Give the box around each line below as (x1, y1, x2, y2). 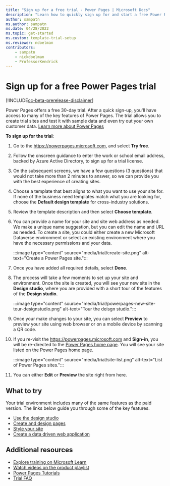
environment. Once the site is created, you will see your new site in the (13, 280, 160, 286)
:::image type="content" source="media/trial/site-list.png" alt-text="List (13, 357, 163, 363)
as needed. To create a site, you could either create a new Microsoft (13, 229, 155, 235)
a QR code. (13, 327, 37, 333)
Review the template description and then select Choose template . (13, 209, 153, 215)
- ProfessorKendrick (15, 59, 58, 64)
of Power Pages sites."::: (13, 362, 65, 368)
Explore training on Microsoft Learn (13, 459, 87, 465)
